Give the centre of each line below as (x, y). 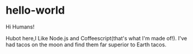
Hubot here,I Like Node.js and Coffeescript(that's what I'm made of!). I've (96, 38)
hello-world (35, 10)
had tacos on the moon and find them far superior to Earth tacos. (86, 45)
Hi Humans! (20, 27)
